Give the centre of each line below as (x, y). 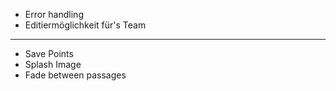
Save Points (49, 53)
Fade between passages (75, 75)
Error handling (54, 14)
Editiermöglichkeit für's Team (85, 25)
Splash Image (53, 64)
